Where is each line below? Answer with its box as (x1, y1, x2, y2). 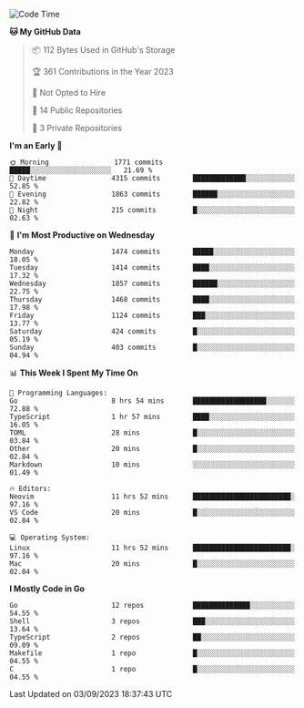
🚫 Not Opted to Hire (31, 87, 106, 97)
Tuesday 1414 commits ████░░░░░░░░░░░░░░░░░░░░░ (9, 263, 296, 272)
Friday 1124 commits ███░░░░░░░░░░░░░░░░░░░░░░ (9, 311, 296, 320)
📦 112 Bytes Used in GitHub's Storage (31, 45, 176, 55)
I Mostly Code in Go (9, 583, 85, 594)
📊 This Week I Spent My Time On (9, 367, 138, 378)
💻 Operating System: (9, 533, 91, 542)
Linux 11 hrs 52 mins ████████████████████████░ (9, 543, 296, 552)
